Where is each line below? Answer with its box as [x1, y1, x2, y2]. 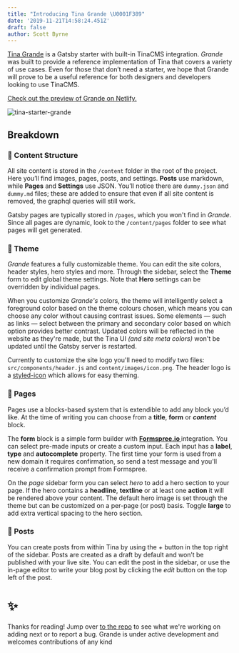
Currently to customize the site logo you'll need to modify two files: [7, 356, 205, 364]
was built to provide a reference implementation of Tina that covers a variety [7, 58, 233, 66]
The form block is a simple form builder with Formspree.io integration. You [7, 434, 228, 443]
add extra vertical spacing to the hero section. [7, 509, 143, 517]
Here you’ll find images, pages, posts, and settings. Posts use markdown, [7, 174, 224, 182]
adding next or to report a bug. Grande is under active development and [7, 629, 219, 638]
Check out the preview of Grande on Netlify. [7, 94, 137, 103]
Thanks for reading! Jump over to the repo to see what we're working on [7, 622, 221, 631]
